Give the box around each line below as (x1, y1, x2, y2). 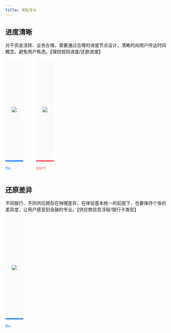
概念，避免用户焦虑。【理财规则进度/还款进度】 (5, 49, 104, 55)
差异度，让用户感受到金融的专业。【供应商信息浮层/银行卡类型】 (5, 206, 139, 213)
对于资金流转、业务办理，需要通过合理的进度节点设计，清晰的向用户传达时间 (5, 42, 166, 49)
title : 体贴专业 (5, 7, 37, 13)
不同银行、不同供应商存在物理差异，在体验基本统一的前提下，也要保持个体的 (5, 200, 166, 206)
